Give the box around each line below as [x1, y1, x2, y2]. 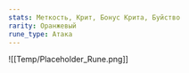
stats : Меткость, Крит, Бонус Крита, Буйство [8, 12, 180, 22]
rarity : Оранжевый [8, 21, 77, 30]
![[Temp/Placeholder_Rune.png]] [8, 54, 128, 65]
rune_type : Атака [8, 29, 73, 38]
